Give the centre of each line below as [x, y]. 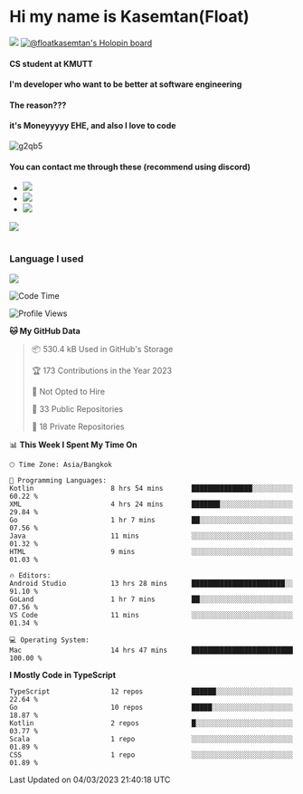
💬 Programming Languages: [58, 480]
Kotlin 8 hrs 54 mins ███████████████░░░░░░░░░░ [151, 488]
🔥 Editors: [30, 575]
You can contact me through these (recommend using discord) [130, 167]
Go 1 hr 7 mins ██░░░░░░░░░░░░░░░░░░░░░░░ [151, 520]
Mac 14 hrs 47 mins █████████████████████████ [151, 650]
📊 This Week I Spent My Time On [73, 445]
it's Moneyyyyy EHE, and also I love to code [93, 126]
